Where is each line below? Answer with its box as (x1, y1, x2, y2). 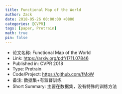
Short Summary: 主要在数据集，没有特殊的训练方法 (12, 83, 117, 89)
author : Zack (5, 12, 32, 17)
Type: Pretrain (12, 65, 42, 71)
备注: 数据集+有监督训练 (12, 77, 62, 83)
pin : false (5, 35, 28, 40)
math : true (5, 30, 28, 35)
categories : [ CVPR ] (5, 21, 46, 26)
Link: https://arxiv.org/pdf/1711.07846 (12, 55, 89, 61)
